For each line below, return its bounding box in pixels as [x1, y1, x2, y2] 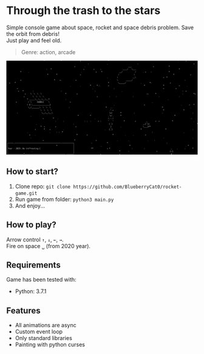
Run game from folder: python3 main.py [15, 195, 114, 203]
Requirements [6, 260, 61, 271]
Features [6, 305, 41, 316]
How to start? [6, 167, 59, 177]
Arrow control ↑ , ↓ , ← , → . [6, 235, 64, 243]
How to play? [6, 220, 56, 230]
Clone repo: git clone [15, 182, 71, 190]
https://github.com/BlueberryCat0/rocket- [72, 184, 182, 190]
